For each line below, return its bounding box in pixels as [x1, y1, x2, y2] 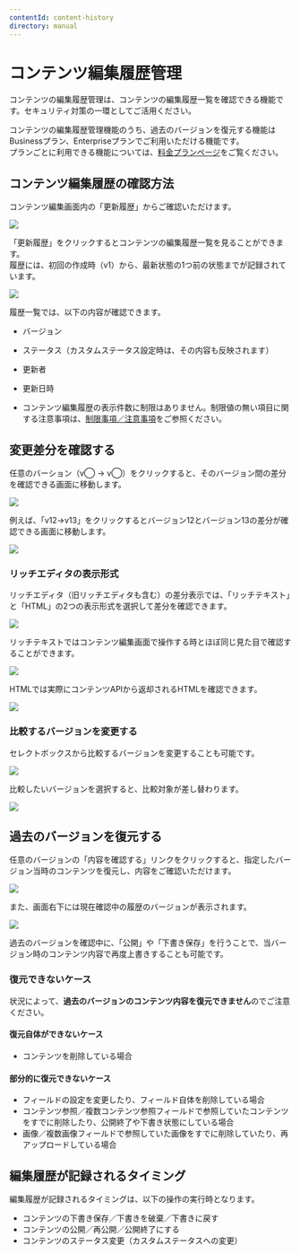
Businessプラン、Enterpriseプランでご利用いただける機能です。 [9, 136, 244, 146]
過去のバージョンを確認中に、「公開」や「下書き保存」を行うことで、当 [9, 937, 271, 948]
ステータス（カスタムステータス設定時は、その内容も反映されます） [21, 345, 274, 355]
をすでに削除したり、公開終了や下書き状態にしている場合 [21, 1117, 235, 1127]
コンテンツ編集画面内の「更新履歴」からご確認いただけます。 [9, 201, 236, 212]
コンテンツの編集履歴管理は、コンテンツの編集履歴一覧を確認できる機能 [9, 94, 276, 105]
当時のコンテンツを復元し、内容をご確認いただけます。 [32, 865, 236, 876]
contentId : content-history [9, 13, 115, 22]
